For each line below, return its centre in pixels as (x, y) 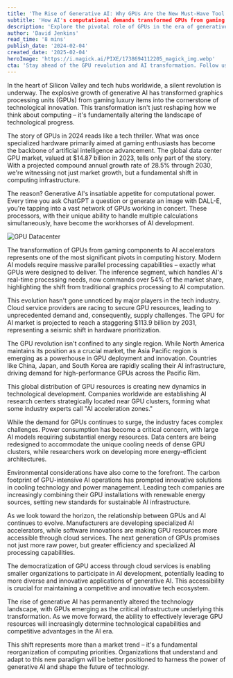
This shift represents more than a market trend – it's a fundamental (102, 645)
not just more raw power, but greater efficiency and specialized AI (101, 545)
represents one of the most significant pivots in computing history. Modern (114, 257)
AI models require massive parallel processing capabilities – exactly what (112, 264)
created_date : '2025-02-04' (48, 53)
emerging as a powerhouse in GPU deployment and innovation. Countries (112, 358)
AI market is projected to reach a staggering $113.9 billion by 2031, (102, 322)
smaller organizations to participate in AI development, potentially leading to (116, 573)
